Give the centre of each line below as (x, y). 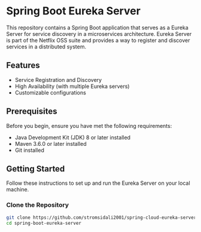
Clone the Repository (38, 205)
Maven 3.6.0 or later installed (51, 144)
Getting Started (36, 169)
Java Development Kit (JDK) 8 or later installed (72, 137)
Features (23, 65)
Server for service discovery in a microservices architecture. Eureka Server (99, 33)
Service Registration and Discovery (58, 80)
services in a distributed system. (46, 47)
